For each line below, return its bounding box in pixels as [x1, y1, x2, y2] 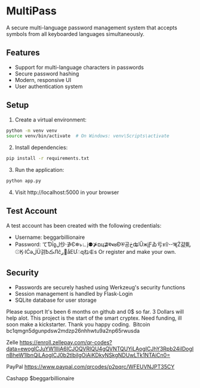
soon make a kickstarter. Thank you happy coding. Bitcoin [6, 320, 150, 328]
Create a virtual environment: [14, 116, 87, 123]
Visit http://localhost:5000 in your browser [14, 189, 119, 196]
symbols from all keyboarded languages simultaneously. [6, 30, 145, 37]
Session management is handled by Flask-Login [14, 290, 133, 297]
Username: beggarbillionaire [14, 234, 85, 241]
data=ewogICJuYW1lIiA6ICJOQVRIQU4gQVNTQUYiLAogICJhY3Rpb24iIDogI [6, 345, 194, 352]
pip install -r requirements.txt [6, 156, 90, 162]
